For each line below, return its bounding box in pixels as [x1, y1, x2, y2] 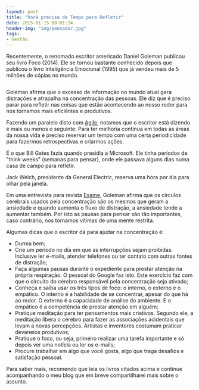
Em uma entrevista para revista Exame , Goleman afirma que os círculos [6, 192, 182, 198]
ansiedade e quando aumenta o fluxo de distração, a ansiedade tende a [6, 204, 182, 211]
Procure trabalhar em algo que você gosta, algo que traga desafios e [14, 348, 184, 354]
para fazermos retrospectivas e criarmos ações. [6, 138, 124, 145]
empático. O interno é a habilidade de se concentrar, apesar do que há [14, 291, 189, 298]
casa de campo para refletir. [6, 162, 76, 169]
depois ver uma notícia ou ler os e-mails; [14, 341, 115, 348]
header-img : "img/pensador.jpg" [6, 25, 86, 32]
